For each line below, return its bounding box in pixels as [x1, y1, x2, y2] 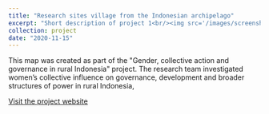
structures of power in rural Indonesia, [8, 81, 134, 91]
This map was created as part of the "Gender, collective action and [8, 56, 230, 65]
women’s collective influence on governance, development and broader [8, 73, 245, 82]
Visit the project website [8, 96, 88, 106]
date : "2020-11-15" [8, 33, 74, 42]
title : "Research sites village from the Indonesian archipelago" [8, 11, 235, 20]
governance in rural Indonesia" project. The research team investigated [8, 65, 244, 74]
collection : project [8, 26, 78, 34]
